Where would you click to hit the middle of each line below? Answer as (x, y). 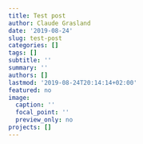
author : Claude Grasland (50, 23)
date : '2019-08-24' (41, 30)
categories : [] (34, 46)
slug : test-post (35, 38)
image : (19, 98)
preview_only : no (44, 120)
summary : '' (28, 68)
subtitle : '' (30, 61)
